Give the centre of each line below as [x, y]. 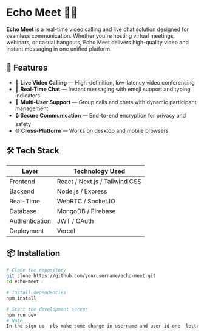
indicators [28, 95]
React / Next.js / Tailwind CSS [99, 181]
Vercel [66, 231]
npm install [21, 298]
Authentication [30, 220]
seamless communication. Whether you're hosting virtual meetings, [91, 35]
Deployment [27, 231]
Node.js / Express [82, 191]
